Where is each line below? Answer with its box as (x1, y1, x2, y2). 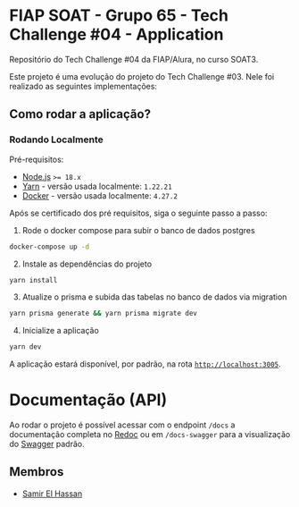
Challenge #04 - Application (9, 24, 224, 45)
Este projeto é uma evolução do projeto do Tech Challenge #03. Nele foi (9, 71, 275, 81)
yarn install (9, 275, 58, 284)
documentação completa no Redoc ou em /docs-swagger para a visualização (9, 429, 291, 440)
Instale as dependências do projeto (21, 258, 153, 269)
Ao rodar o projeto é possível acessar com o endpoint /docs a (9, 419, 236, 430)
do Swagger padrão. (9, 439, 85, 450)
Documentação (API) (9, 390, 168, 410)
